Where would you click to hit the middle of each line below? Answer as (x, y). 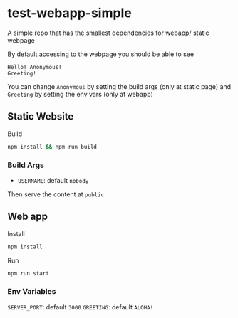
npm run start (29, 273)
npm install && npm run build (52, 147)
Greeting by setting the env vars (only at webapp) (80, 94)
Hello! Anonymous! (35, 67)
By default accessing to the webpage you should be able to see (101, 54)
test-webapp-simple (69, 13)
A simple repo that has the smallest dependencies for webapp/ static (108, 33)
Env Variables (32, 292)
